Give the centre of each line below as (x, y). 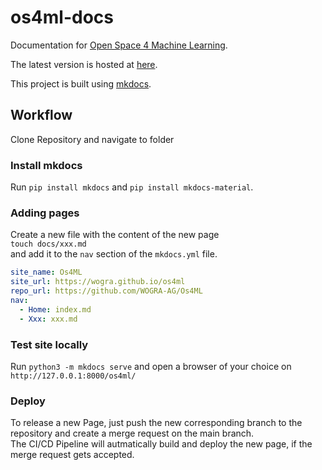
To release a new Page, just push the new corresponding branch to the (156, 423)
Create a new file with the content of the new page (115, 235)
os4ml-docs (62, 17)
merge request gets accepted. (72, 455)
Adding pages (45, 213)
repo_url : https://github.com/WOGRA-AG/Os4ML (106, 291)
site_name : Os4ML (46, 272)
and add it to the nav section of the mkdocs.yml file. (114, 254)
